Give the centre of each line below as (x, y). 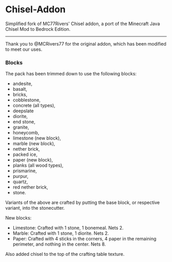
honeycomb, (26, 133)
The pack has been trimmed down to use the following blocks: (71, 74)
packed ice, (25, 154)
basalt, (20, 89)
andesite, (23, 84)
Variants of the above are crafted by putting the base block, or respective (83, 203)
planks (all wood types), (38, 166)
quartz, (20, 182)
